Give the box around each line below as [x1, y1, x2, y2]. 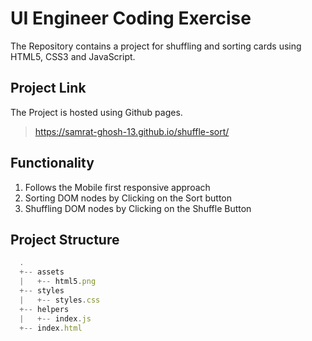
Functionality [10, 155, 95, 172]
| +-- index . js [19, 313, 92, 324]
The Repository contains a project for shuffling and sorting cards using [10, 40, 302, 52]
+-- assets [19, 267, 65, 277]
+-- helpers [19, 304, 70, 314]
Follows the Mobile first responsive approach [24, 181, 211, 193]
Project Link [10, 80, 87, 97]
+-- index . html [19, 323, 83, 333]
